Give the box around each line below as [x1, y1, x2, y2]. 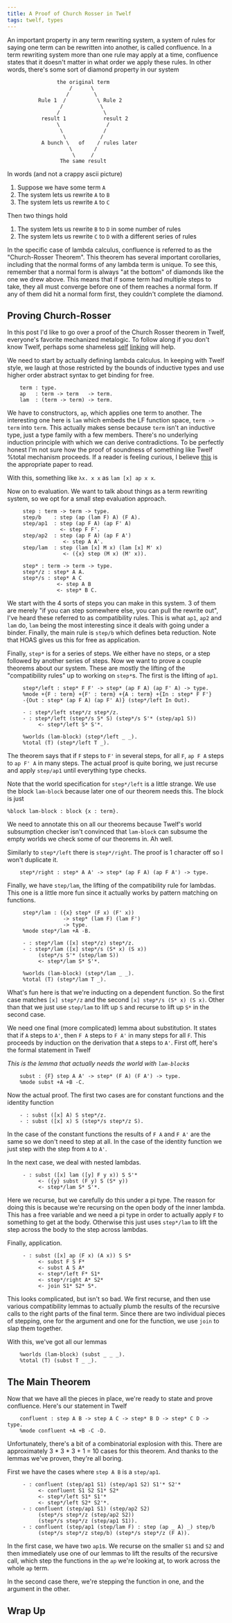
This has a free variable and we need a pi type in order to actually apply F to [7, 1211, 224, 1219]
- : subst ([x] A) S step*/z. [19, 1112, 107, 1119]
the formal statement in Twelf [7, 1046, 91, 1054]
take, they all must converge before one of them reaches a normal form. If [7, 282, 218, 291]
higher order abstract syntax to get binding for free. [7, 371, 154, 379]
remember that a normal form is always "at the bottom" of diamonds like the [7, 268, 224, 276]
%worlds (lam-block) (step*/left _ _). [22, 733, 138, 741]
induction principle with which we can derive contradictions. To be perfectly [7, 438, 224, 447]
